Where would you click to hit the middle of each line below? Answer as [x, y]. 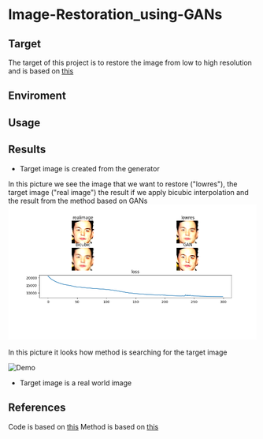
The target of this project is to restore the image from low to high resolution [130, 62]
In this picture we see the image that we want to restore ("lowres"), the [123, 184]
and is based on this [41, 71]
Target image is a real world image [76, 383]
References [37, 408]
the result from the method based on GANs [78, 201]
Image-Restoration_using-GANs [115, 15]
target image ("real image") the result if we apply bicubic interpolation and [129, 192]
